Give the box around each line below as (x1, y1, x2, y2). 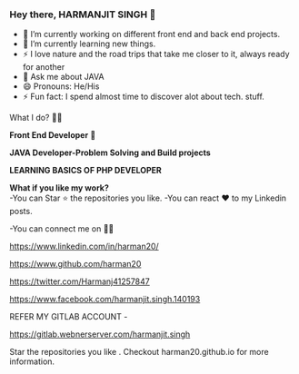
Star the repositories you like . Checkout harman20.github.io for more (9, 347, 270, 358)
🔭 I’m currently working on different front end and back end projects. (22, 29, 280, 40)
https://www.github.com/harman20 (9, 259, 142, 270)
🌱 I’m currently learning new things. (22, 38, 156, 49)
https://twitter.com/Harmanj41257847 (9, 276, 150, 287)
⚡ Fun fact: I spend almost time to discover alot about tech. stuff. (22, 91, 265, 103)
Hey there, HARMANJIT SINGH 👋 (9, 8, 156, 21)
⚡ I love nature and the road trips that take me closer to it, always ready (22, 49, 290, 60)
